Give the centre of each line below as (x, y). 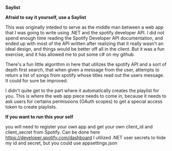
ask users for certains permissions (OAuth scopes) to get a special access (84, 101)
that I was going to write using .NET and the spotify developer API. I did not (85, 33)
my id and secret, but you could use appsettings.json (61, 143)
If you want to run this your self (39, 117)
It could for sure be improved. (37, 81)
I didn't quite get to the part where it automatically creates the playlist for (82, 91)
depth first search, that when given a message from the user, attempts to (82, 70)
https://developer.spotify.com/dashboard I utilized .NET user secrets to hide (85, 137)
